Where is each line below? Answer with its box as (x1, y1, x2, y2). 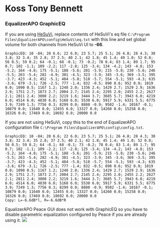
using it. (5, 217, 21, 223)
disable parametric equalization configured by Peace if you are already (5, 211, 147, 217)
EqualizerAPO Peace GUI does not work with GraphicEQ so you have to (5, 207, 148, 212)
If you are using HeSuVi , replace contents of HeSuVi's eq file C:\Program (5, 31, 150, 37)
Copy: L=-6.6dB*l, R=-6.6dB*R (5, 198, 67, 203)
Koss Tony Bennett (5, 3, 83, 14)
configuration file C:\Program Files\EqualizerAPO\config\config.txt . (5, 125, 144, 131)
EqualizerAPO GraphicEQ (5, 20, 66, 27)
